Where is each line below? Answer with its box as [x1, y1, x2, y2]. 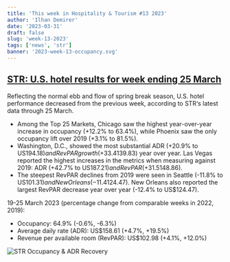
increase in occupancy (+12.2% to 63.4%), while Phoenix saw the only [16, 127, 218, 135]
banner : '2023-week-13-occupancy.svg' [7, 49, 118, 56]
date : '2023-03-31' [7, 23, 63, 29]
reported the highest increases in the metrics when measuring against [16, 156, 216, 165]
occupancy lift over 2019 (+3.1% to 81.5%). [16, 134, 139, 143]
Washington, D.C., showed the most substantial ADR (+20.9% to [16, 141, 198, 150]
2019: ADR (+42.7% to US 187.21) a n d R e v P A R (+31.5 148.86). [16, 163, 183, 171]
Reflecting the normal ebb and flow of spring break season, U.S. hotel [7, 92, 205, 100]
